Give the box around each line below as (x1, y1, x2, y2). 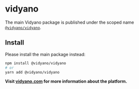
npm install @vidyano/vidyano (5, 60, 67, 66)
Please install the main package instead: (5, 51, 86, 57)
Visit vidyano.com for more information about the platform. (5, 78, 127, 84)
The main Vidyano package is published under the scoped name (5, 19, 135, 25)
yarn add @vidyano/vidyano (5, 70, 60, 74)
